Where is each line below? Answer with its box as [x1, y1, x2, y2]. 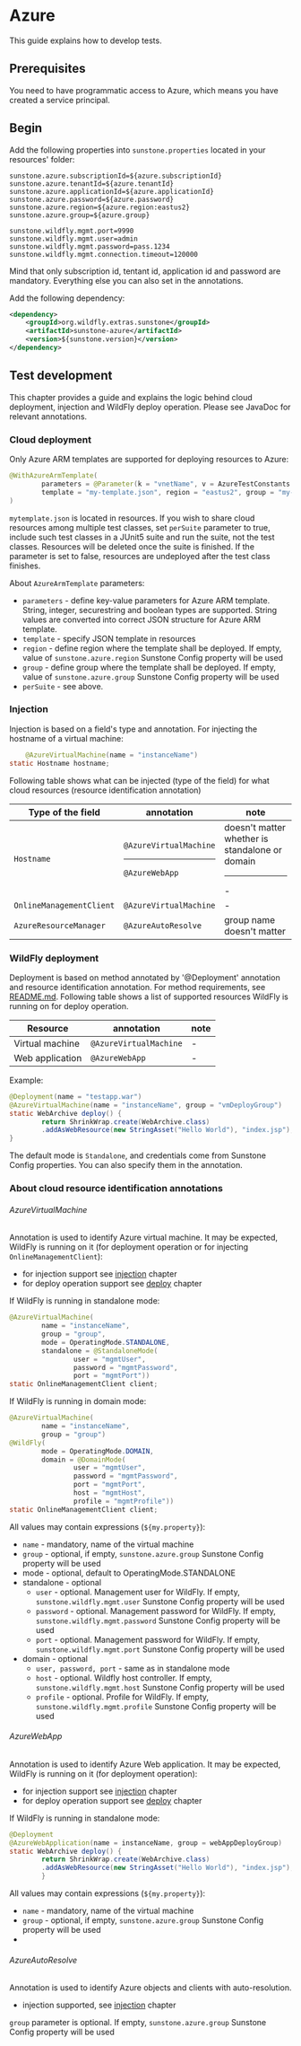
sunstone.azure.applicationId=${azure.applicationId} [9, 187, 215, 196]
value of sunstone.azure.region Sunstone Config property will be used [21, 652, 284, 663]
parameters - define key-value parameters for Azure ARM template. [21, 594, 271, 606]
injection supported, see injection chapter [21, 1999, 176, 2011]
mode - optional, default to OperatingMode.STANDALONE [21, 1567, 236, 1578]
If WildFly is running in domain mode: [9, 1396, 147, 1407]
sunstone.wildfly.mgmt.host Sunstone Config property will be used [35, 1682, 285, 1692]
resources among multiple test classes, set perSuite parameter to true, [9, 522, 271, 532]
